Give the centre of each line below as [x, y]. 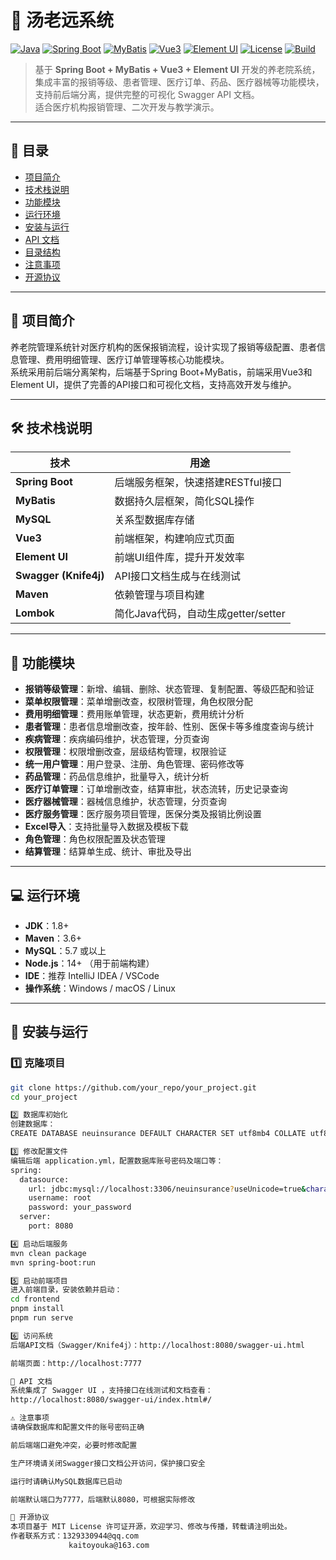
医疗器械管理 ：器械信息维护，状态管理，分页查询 [125, 802]
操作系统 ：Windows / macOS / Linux [100, 988]
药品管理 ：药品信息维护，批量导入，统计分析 [117, 777]
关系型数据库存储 [154, 520]
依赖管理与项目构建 [159, 595]
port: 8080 [51, 1226]
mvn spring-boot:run [53, 1262]
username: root [60, 1198]
